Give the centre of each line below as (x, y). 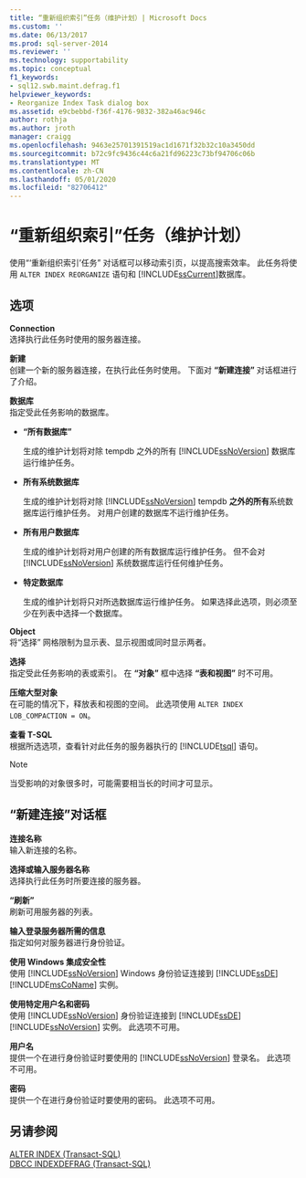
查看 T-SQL (31, 734)
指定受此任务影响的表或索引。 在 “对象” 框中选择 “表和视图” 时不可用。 (144, 673)
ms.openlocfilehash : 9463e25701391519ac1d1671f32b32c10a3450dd (132, 145)
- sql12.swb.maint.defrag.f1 (65, 86)
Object (23, 631)
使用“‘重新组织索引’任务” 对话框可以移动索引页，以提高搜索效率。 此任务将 (149, 263)
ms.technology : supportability (69, 60)
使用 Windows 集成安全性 (58, 962)
